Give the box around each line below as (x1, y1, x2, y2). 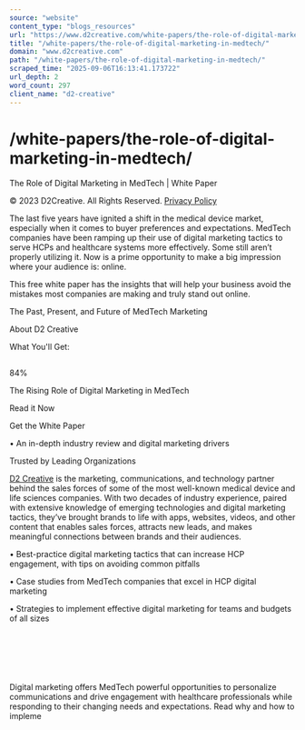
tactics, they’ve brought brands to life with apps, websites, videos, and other (9, 512, 296, 523)
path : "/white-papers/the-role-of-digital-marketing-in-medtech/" (9, 55, 266, 65)
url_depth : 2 (9, 73, 59, 82)
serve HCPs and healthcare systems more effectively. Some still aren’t (9, 242, 272, 253)
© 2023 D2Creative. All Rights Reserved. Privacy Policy (9, 195, 218, 206)
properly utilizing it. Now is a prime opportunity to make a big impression (9, 252, 281, 263)
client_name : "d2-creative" (9, 89, 116, 98)
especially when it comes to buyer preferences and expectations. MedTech (9, 223, 291, 234)
